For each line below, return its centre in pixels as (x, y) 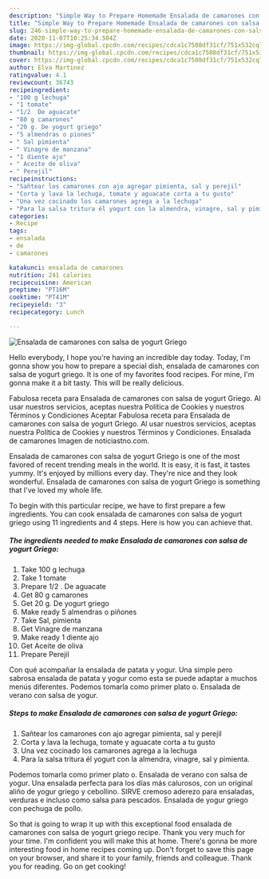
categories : (29, 216)
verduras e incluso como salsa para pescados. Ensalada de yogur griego (129, 800)
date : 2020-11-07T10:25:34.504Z (63, 38)
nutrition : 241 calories (50, 275)
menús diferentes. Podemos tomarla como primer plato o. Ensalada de (125, 687)
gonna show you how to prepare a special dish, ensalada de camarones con (134, 366)
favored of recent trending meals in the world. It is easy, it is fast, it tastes (130, 465)
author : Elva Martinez (47, 68)
